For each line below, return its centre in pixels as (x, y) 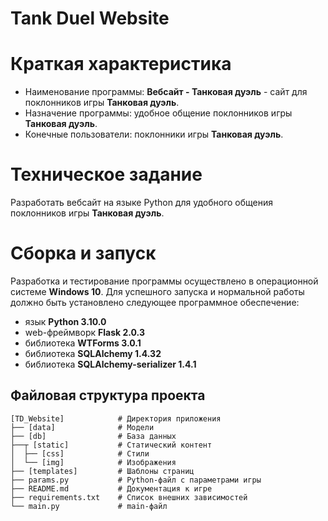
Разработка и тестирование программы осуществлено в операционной (164, 281)
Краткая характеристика (121, 64)
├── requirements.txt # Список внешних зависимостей (129, 497)
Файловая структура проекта (108, 395)
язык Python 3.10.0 (65, 321)
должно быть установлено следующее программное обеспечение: (155, 302)
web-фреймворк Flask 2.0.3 (84, 332)
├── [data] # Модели (82, 427)
